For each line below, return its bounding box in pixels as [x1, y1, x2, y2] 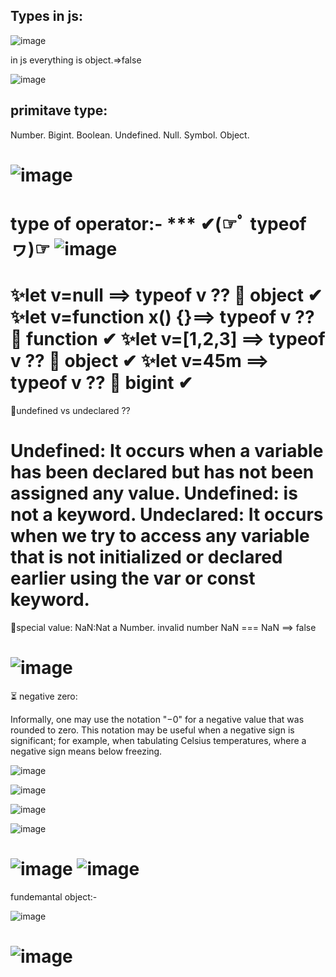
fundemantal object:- [10, 890, 98, 903]
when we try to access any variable [10, 525, 310, 548]
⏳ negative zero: [10, 690, 78, 702]
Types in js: [10, 8, 84, 25]
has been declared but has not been [10, 461, 315, 484]
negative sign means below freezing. [10, 745, 163, 757]
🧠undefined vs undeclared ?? [10, 404, 131, 416]
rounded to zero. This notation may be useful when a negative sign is [10, 724, 295, 736]
